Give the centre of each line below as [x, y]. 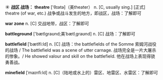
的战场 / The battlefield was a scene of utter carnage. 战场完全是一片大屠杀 [81, 50]
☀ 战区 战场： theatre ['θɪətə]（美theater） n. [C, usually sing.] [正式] [75, 7]
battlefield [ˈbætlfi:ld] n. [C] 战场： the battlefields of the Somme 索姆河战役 [81, 44]
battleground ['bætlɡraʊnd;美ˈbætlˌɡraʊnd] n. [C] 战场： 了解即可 [70, 34]
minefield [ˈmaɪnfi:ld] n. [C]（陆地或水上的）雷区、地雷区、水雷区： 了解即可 [82, 72]
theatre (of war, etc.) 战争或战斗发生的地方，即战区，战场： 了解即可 [73, 13]
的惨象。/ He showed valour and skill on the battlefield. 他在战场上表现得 [78, 56]
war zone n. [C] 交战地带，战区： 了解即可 [47, 24]
